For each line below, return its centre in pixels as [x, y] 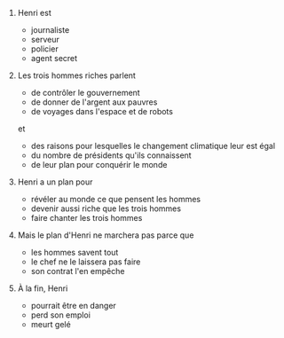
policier [45, 49]
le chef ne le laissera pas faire [86, 262]
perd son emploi [61, 315]
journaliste [50, 30]
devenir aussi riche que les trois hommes [106, 208]
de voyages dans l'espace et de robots [102, 111]
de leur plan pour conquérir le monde [99, 165]
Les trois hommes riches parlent [76, 75]
